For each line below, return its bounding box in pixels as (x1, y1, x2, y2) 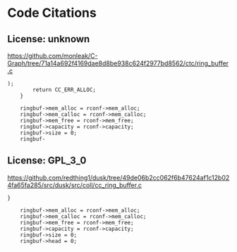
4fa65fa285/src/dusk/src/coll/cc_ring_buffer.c (7, 181, 142, 189)
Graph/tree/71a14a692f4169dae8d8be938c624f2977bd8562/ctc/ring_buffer (7, 59, 229, 68)
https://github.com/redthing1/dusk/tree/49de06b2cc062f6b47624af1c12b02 (7, 173, 230, 182)
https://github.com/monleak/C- (7, 51, 98, 60)
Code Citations (7, 5, 97, 21)
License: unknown (7, 33, 90, 45)
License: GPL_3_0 (7, 155, 87, 167)
